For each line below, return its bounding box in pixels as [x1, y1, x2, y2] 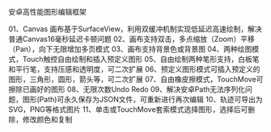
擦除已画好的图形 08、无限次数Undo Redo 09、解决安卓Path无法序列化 [8, 85, 246, 94]
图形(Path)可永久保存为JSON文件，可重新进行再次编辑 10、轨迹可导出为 [22, 95, 263, 104]
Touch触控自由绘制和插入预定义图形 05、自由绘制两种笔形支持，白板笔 [22, 55, 260, 64]
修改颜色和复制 [22, 115, 73, 124]
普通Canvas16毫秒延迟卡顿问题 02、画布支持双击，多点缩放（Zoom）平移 [8, 35, 255, 43]
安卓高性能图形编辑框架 [8, 7, 87, 16]
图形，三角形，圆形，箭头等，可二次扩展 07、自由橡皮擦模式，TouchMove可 [8, 75, 264, 84]
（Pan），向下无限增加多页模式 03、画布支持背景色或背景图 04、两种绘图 [8, 44, 252, 54]
